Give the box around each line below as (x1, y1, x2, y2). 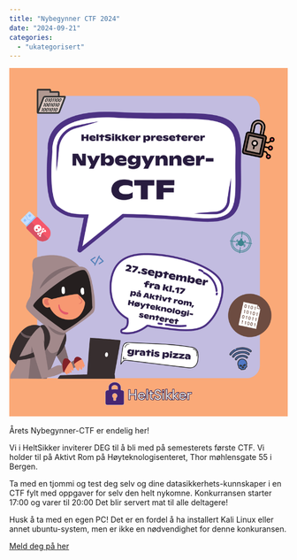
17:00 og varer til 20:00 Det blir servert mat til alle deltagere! (9, 497, 228, 508)
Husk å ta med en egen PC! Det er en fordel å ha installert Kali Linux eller (9, 514, 274, 525)
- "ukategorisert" (17, 42, 86, 51)
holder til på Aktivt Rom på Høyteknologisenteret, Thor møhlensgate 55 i (9, 452, 272, 463)
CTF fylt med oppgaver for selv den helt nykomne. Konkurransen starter (9, 487, 272, 499)
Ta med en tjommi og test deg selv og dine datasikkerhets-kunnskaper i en (9, 479, 282, 489)
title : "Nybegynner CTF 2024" (9, 14, 121, 23)
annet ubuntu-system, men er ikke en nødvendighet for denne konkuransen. (9, 524, 287, 534)
